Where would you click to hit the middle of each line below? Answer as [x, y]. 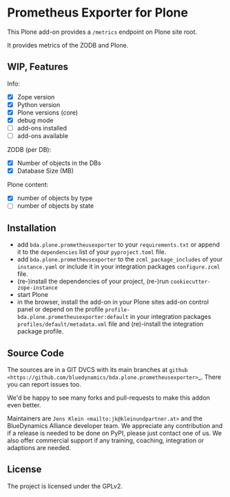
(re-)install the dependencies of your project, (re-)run [93, 282]
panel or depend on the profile [60, 309]
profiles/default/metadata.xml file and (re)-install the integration [110, 324]
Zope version [36, 97]
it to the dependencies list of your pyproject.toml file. [92, 252]
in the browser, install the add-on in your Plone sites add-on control [113, 302]
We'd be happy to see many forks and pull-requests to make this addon [108, 398]
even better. [24, 405]
